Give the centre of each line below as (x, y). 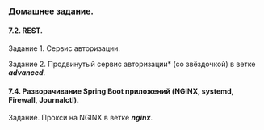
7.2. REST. (25, 31)
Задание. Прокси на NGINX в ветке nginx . (81, 118)
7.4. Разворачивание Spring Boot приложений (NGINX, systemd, (121, 91)
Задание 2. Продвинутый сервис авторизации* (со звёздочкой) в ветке (132, 64)
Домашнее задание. (51, 11)
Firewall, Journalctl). (44, 99)
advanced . (27, 73)
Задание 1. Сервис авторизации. (65, 48)
